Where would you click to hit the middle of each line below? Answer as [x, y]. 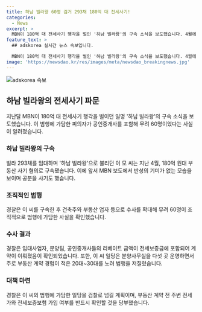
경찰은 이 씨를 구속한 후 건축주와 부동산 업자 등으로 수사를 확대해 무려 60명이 [96, 209]
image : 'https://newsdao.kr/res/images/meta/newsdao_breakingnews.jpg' [98, 62]
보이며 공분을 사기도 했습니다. [41, 178]
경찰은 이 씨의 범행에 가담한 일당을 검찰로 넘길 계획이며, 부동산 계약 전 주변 [94, 295]
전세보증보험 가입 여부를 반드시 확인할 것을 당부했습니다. [83, 302]
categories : [21, 18]
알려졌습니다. [28, 132]
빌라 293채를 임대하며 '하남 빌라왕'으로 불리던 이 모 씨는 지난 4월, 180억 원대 [96, 163]
